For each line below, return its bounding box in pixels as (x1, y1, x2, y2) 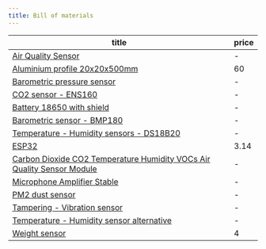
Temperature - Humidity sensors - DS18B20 (12, 128, 180, 139)
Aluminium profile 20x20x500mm (12, 63, 139, 74)
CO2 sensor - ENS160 (12, 89, 97, 100)
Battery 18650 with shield (12, 102, 109, 113)
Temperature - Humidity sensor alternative (12, 215, 172, 226)
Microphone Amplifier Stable (12, 176, 119, 187)
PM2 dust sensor (12, 189, 76, 200)
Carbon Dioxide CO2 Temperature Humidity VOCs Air (12, 153, 211, 164)
